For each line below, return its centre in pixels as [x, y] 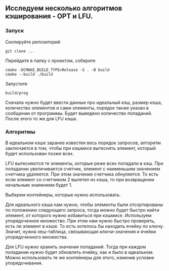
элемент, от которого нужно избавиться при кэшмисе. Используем [78, 215]
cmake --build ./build [29, 74]
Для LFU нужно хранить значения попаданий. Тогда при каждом [76, 247]
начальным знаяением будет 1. [39, 185]
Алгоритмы [20, 131]
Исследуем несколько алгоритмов [64, 8]
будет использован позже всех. [40, 153]
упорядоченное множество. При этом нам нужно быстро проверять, [80, 221]
